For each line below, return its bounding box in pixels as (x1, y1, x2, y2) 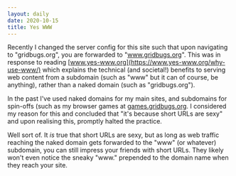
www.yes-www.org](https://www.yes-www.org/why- (70, 58, 225, 67)
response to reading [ (7, 58, 71, 67)
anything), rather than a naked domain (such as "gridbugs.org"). (7, 81, 195, 89)
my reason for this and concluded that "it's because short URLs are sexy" (7, 109, 222, 118)
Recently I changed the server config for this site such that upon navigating (7, 43, 228, 52)
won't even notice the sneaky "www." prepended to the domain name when (7, 153, 229, 162)
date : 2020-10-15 (7, 17, 59, 24)
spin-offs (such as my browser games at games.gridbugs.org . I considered (7, 102, 227, 111)
